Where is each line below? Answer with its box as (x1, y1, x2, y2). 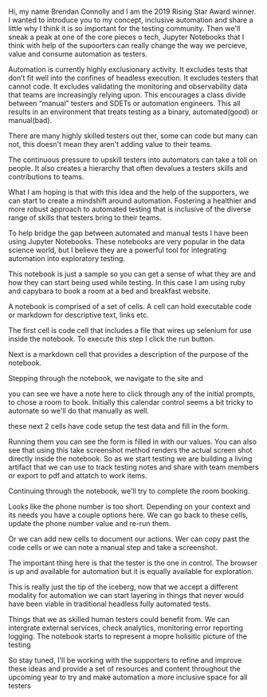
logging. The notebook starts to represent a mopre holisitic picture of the (8, 632, 247, 641)
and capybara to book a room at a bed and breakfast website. (8, 287, 211, 295)
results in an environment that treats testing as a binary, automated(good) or (8, 107, 259, 117)
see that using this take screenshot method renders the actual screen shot (8, 446, 253, 454)
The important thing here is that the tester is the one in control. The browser (8, 558, 257, 568)
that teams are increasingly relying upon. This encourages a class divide (8, 90, 246, 99)
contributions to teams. (8, 172, 84, 181)
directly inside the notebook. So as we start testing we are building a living (8, 454, 253, 463)
